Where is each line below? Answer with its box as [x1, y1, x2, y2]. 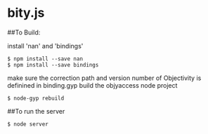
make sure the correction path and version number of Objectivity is [7, 74, 202, 82]
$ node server [7, 121, 49, 128]
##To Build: [7, 28, 41, 36]
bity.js [7, 5, 45, 21]
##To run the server [7, 107, 65, 115]
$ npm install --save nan [7, 55, 83, 62]
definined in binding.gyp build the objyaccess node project [7, 81, 178, 89]
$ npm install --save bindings [7, 61, 99, 68]
